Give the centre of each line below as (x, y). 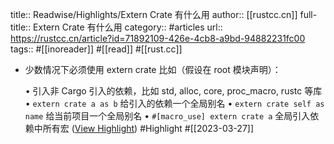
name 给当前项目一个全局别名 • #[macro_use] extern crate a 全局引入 (167, 116)
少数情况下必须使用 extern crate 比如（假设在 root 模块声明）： (153, 69)
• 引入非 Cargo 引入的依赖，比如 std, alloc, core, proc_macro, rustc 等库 (173, 91)
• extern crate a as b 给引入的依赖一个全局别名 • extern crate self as (174, 103)
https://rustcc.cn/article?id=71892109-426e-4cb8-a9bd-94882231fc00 (158, 38)
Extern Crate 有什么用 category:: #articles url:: (128, 27)
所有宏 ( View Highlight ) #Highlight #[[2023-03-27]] (148, 128)
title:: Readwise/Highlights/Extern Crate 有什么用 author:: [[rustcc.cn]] (154, 14)
